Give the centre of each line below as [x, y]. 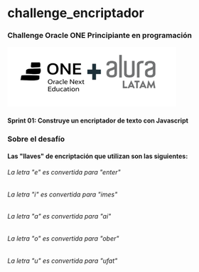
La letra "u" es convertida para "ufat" [63, 261]
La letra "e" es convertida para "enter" [64, 172]
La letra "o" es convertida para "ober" [63, 239]
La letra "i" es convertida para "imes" [63, 194]
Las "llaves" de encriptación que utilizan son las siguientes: [98, 156]
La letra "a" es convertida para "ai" [59, 216]
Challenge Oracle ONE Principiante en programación [99, 36]
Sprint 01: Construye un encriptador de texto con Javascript [98, 121]
